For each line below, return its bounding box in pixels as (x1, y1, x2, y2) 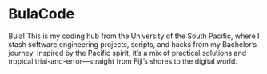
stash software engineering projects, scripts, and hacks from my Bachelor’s (8, 39, 257, 49)
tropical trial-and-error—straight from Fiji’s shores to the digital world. (8, 56, 238, 66)
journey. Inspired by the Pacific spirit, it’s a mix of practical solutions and (8, 48, 247, 57)
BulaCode (8, 5, 75, 23)
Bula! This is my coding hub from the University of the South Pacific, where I (8, 31, 260, 41)
